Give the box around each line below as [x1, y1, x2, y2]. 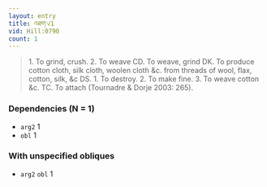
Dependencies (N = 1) [8, 103, 95, 115]
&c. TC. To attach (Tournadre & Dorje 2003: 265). [28, 83, 194, 93]
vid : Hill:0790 [8, 27, 60, 35]
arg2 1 [19, 121, 41, 131]
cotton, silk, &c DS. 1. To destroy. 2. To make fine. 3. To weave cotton [28, 74, 260, 84]
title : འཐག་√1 [8, 20, 54, 28]
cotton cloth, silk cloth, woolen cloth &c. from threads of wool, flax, [28, 66, 252, 76]
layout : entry [8, 11, 57, 20]
